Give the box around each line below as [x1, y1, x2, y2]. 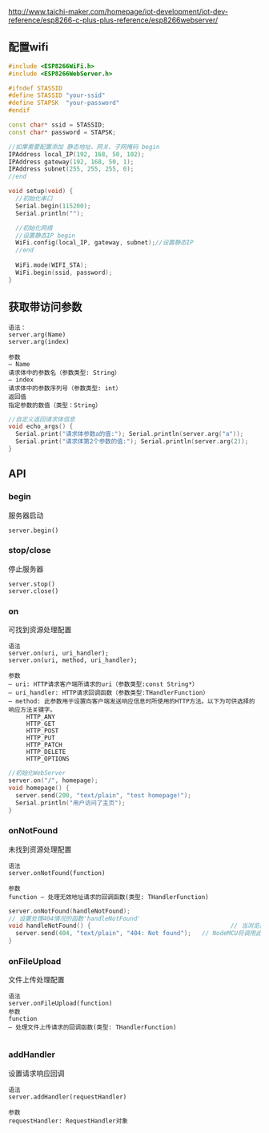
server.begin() [8, 526, 59, 534]
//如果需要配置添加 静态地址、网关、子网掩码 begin [8, 143, 160, 151]
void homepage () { [8, 784, 70, 792]
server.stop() [8, 580, 56, 588]
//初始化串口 [15, 195, 54, 203]
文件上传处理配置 [8, 975, 65, 985]
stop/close [8, 545, 51, 556]
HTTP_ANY [26, 713, 56, 721]
